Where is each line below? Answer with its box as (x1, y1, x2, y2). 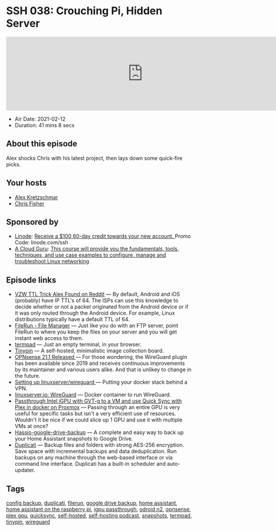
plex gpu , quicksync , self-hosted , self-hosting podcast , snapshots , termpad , (6, 512, 192, 519)
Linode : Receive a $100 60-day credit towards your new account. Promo (14, 232, 191, 240)
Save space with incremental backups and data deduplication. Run (14, 448, 177, 455)
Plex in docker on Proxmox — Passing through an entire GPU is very (14, 404, 180, 411)
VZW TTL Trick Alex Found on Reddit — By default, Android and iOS (14, 291, 180, 298)
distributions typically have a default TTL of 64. (14, 316, 130, 323)
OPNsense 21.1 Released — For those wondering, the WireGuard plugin (14, 354, 188, 361)
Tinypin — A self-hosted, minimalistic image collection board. (14, 347, 164, 354)
